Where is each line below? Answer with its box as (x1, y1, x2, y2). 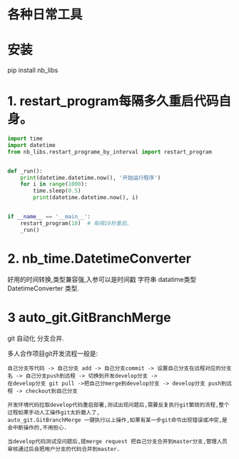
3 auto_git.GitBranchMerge (7, 309, 171, 326)
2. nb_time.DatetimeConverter (7, 251, 191, 266)
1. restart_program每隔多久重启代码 (7, 94, 219, 109)
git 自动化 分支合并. (7, 333, 64, 343)
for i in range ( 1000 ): (20, 181, 88, 188)
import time (7, 135, 43, 143)
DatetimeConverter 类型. (7, 283, 80, 293)
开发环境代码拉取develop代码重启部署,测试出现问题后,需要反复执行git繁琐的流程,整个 (7, 401, 230, 408)
